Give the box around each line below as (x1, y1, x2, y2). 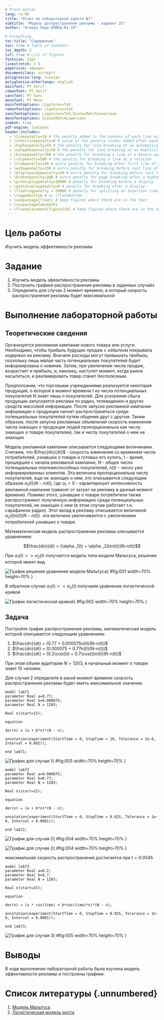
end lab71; (5, 749, 27, 754)
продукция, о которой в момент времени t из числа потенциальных (5, 388, 147, 394)
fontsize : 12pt (5, 57, 36, 62)
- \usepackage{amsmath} (9, 202, 58, 207)
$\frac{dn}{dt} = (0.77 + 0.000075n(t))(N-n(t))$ (12, 641, 108, 646)
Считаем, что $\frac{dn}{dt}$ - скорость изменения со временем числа (5, 449, 156, 455)
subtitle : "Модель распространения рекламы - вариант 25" (5, 21, 125, 26)
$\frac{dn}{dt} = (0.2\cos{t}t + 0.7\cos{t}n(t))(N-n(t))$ (12, 651, 122, 657)
